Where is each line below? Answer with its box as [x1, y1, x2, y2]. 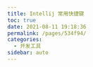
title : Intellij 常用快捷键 [7, 10, 85, 17]
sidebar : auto [7, 50, 49, 57]
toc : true [7, 17, 37, 24]
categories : [7, 36, 42, 43]
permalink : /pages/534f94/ [7, 29, 87, 37]
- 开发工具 [13, 43, 42, 50]
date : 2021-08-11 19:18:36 [7, 23, 87, 30]
